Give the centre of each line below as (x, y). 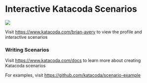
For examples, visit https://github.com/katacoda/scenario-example (73, 75)
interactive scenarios (26, 37)
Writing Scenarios (27, 50)
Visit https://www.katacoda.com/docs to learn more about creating (73, 60)
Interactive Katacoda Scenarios (71, 9)
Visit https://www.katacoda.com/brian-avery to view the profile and (73, 32)
